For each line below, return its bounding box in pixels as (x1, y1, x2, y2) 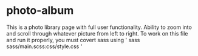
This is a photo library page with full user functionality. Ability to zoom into (6, 23, 193, 31)
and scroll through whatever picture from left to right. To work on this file (6, 30, 188, 37)
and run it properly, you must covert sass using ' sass (6, 36, 140, 43)
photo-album (6, 4, 74, 17)
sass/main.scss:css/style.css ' (6, 43, 83, 50)
